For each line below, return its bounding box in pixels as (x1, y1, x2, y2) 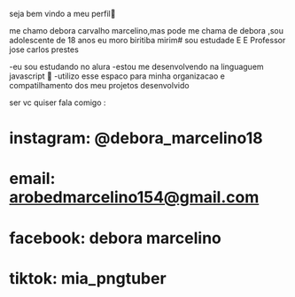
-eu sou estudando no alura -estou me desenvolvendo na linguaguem (9, 62, 264, 72)
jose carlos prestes (9, 44, 80, 55)
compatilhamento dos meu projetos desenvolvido (9, 80, 190, 90)
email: (9, 169, 56, 189)
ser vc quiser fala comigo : (9, 97, 106, 108)
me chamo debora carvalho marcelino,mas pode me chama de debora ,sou (9, 26, 284, 35)
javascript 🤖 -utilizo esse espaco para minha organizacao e (9, 71, 226, 81)
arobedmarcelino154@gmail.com (9, 187, 260, 208)
